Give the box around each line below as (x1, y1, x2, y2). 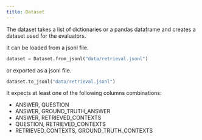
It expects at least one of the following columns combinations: (6, 89, 162, 97)
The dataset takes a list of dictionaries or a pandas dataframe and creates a (6, 26, 196, 33)
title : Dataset (6, 9, 45, 15)
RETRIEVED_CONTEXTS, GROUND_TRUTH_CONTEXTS (15, 127, 153, 135)
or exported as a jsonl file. (6, 66, 72, 74)
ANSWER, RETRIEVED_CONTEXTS (15, 114, 102, 122)
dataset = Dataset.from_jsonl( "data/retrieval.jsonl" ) (6, 55, 148, 61)
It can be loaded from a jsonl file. (6, 44, 89, 51)
